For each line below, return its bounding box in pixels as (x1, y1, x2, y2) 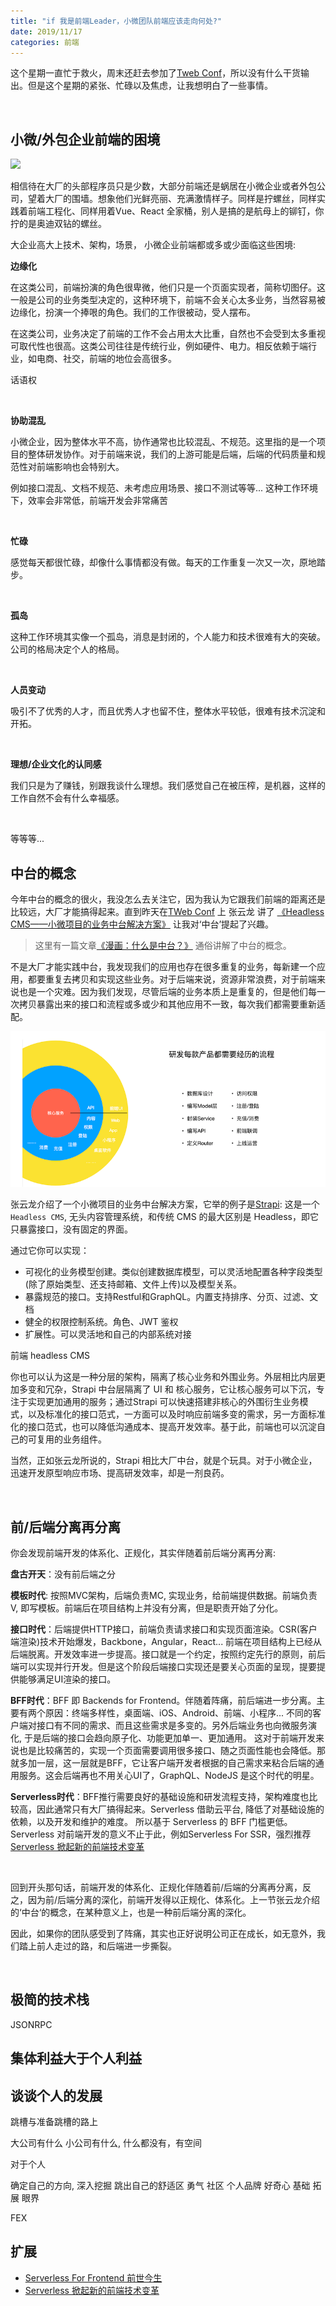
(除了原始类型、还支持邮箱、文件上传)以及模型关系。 (24, 1278, 243, 1290)
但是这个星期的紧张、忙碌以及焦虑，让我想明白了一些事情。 (27, 80, 273, 92)
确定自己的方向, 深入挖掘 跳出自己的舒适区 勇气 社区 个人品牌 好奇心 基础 (10, 2180, 311, 2192)
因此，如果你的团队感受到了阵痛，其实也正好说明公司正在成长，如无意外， (10, 1928, 317, 1940)
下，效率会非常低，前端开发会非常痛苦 (10, 495, 168, 507)
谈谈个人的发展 (10, 2087, 103, 2104)
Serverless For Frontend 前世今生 (24, 2271, 163, 2284)
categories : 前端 (10, 37, 80, 47)
